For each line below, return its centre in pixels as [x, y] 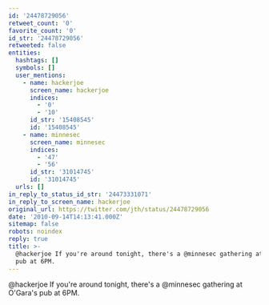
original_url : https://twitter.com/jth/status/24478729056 [109, 209]
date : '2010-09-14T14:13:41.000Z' [66, 217]
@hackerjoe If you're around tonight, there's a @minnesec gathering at [125, 284]
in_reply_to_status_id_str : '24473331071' [80, 194]
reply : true [28, 239]
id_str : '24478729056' [46, 38]
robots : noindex [35, 232]
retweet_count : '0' [41, 23]
